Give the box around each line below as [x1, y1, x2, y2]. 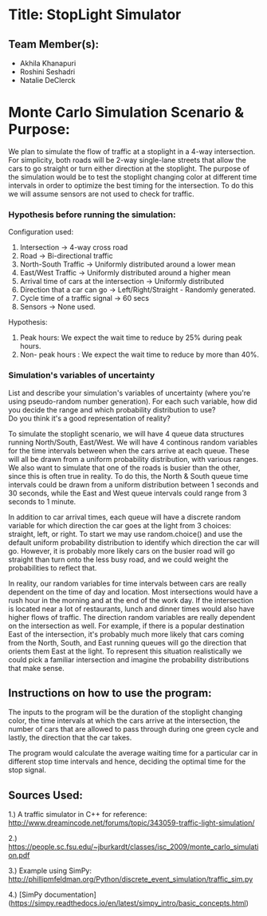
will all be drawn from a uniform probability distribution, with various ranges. [8, 454, 259, 464]
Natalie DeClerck [19, 76, 76, 85]
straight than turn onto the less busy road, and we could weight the [8, 555, 229, 564]
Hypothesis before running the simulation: [8, 209, 176, 220]
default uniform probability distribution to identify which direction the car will [8, 537, 260, 547]
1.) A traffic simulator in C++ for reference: [8, 810, 147, 819]
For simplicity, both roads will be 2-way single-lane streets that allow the [8, 155, 247, 164]
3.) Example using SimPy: [8, 866, 92, 875]
